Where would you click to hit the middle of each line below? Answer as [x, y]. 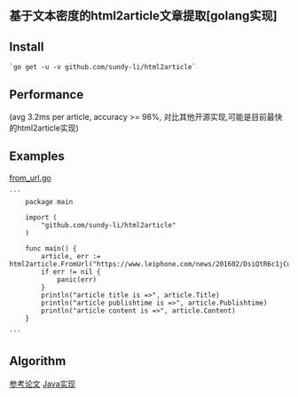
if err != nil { [71, 272]
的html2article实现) [44, 128]
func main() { [51, 248]
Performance [47, 95]
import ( [41, 217]
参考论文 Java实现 [43, 384]
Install [27, 47]
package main [49, 202]
